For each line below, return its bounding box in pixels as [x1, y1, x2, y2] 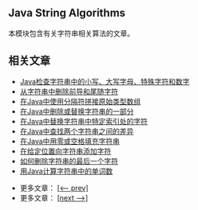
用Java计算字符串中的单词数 [19, 166, 113, 176]
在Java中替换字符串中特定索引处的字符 [19, 116, 148, 126]
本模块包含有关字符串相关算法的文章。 [8, 28, 134, 38]
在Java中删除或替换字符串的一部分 [19, 107, 134, 116]
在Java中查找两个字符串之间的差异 [19, 126, 134, 136]
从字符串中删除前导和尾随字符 [19, 87, 118, 96]
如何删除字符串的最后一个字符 [19, 156, 118, 165]
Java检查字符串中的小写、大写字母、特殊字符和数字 [19, 76, 190, 86]
